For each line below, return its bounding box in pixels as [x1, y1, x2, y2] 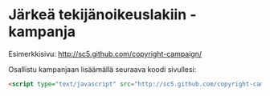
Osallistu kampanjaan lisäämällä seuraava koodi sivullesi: [8, 64, 197, 74]
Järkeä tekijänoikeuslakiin [8, 6, 187, 24]
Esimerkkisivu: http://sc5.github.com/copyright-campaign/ [8, 49, 202, 58]
